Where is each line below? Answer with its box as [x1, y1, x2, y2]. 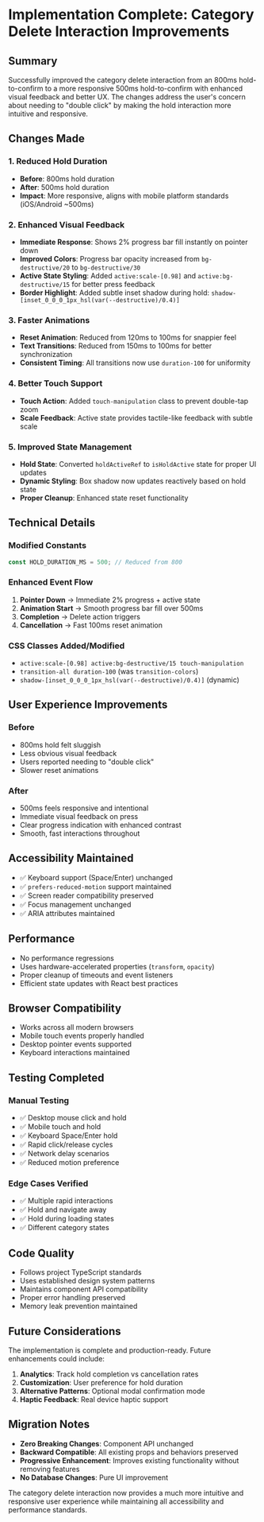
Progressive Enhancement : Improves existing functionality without [19, 1455, 239, 1465]
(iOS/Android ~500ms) [19, 199, 94, 208]
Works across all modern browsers [19, 1023, 134, 1032]
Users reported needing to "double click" [19, 757, 155, 767]
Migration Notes [8, 1418, 90, 1431]
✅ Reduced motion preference [19, 1158, 120, 1167]
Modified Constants [8, 540, 87, 551]
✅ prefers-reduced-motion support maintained [19, 881, 172, 891]
